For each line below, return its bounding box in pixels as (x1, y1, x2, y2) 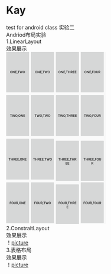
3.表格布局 (6, 246, 32, 253)
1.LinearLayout (6, 38, 42, 45)
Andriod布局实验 (6, 31, 47, 38)
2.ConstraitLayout (6, 224, 50, 231)
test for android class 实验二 (6, 24, 75, 31)
